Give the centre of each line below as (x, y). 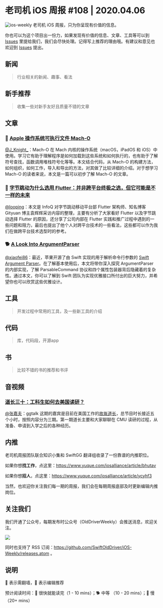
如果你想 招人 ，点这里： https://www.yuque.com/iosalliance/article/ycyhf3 (78, 476)
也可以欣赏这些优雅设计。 (39, 281)
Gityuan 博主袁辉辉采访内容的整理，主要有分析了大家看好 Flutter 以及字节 (78, 213)
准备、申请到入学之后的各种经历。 (39, 425)
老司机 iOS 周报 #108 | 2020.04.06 (75, 10)
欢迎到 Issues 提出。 (25, 47)
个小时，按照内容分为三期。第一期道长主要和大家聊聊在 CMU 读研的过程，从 (81, 419)
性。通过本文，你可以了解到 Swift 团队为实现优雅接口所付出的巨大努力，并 (79, 276)
